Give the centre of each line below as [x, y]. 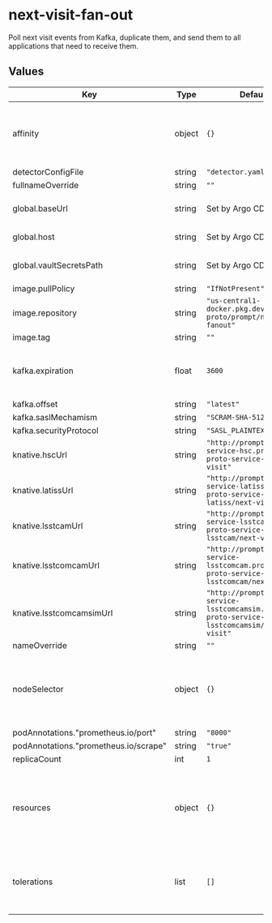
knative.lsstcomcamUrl [56, 565]
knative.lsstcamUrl [48, 526]
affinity [25, 133]
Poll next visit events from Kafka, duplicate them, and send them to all [125, 37]
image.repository [45, 312]
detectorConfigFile [48, 172]
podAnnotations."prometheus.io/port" [84, 732]
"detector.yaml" [237, 172]
